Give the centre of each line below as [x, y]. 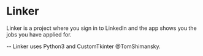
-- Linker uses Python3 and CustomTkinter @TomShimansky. [83, 46]
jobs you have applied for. [39, 34]
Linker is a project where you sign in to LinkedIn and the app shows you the [102, 28]
